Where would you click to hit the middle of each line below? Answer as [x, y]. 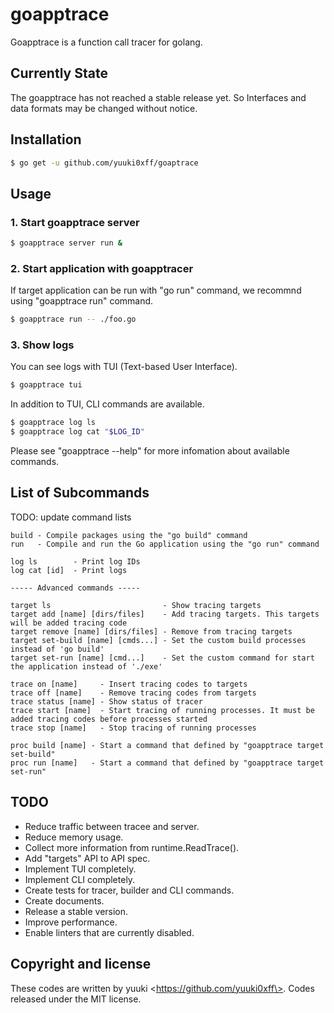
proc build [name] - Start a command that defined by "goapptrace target [167, 745]
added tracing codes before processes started [109, 719]
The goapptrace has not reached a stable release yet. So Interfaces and [158, 97]
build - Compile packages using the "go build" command [129, 535]
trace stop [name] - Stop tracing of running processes [133, 728]
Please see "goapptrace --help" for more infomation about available [150, 451]
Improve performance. [71, 922]
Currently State [59, 73]
